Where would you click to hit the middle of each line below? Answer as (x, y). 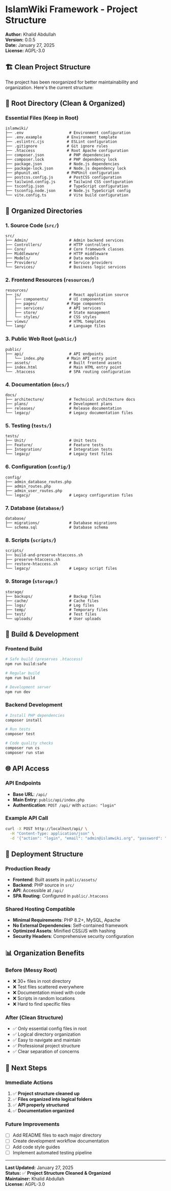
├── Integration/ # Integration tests (59, 450)
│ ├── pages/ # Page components (55, 304)
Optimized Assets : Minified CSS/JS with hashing (64, 931)
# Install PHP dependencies (35, 715)
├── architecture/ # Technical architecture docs (70, 400)
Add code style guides (36, 1147)
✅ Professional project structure (46, 1046)
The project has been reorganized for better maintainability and (72, 82)
